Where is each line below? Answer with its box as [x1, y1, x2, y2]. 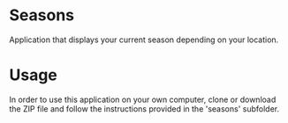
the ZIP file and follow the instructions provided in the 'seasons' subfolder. [9, 103, 280, 114]
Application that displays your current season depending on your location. [9, 34, 279, 45]
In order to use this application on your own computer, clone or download [9, 94, 277, 105]
